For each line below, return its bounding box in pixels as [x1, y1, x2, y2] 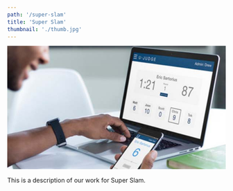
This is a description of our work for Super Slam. [7, 176, 146, 185]
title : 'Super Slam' [7, 18, 67, 26]
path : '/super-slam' [7, 11, 67, 18]
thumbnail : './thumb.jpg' [7, 26, 82, 33]
